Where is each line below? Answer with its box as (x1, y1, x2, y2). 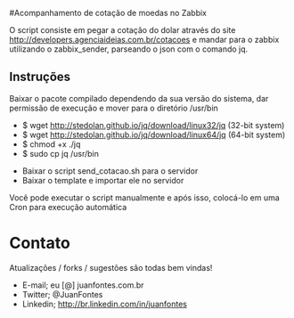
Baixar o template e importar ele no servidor (21, 175, 184, 185)
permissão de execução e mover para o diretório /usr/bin (9, 102, 218, 113)
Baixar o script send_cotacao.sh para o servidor (21, 165, 199, 176)
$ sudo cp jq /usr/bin (21, 148, 100, 159)
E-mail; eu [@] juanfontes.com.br (21, 280, 144, 290)
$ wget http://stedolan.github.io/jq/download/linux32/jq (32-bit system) (21, 119, 285, 130)
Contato (9, 233, 71, 253)
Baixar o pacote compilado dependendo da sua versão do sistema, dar (9, 93, 269, 103)
